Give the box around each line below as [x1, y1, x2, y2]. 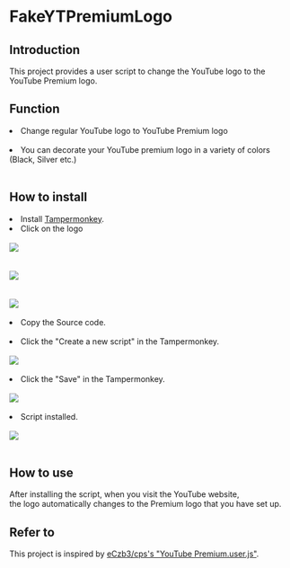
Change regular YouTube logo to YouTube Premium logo [21, 125, 229, 136]
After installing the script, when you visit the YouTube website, [9, 489, 240, 500]
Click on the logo [21, 223, 83, 234]
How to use [9, 466, 74, 481]
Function [9, 102, 60, 117]
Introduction [9, 42, 81, 58]
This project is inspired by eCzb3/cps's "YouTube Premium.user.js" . [9, 548, 259, 559]
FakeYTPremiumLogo [9, 6, 173, 27]
